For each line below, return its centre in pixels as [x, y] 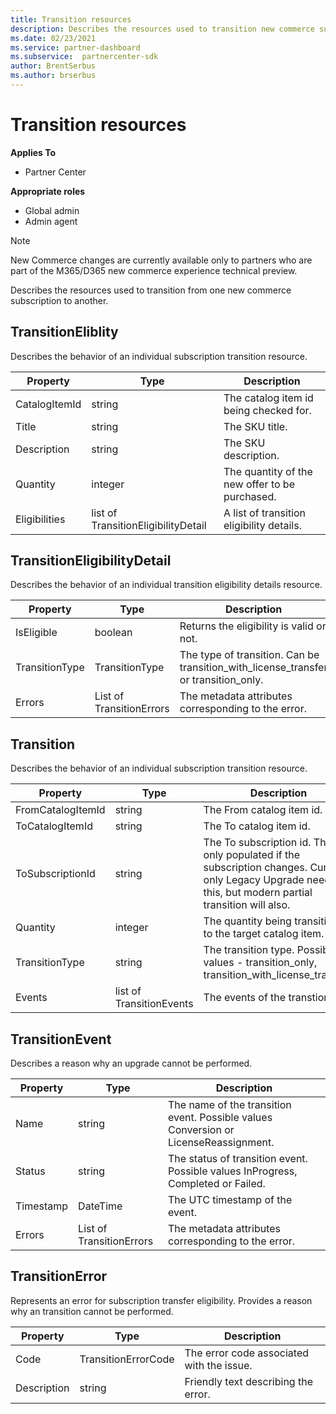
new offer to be [259, 484]
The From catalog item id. [263, 810]
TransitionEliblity [64, 332]
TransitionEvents [154, 1004]
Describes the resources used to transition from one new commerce [151, 290]
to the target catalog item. [264, 934]
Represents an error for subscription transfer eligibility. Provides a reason [161, 1300]
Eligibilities [40, 519]
